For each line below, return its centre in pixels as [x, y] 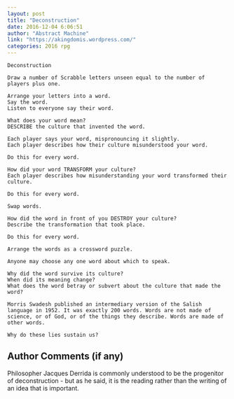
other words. [26, 323]
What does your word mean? [47, 120]
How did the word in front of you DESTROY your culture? [92, 218]
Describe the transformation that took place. [76, 225]
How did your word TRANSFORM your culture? [72, 169]
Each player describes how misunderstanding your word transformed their [117, 176]
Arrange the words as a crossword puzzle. [70, 249]
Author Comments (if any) [66, 357]
